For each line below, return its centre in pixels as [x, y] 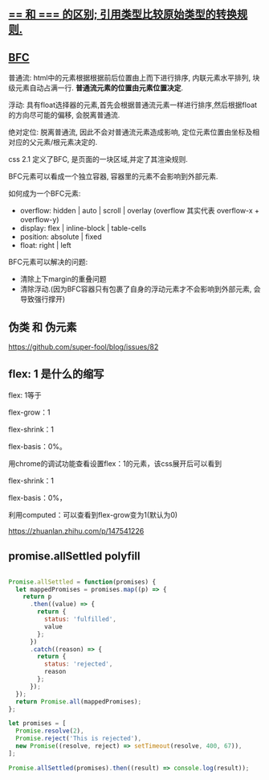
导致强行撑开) [43, 299]
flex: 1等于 [25, 395]
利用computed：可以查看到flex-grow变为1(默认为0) [93, 514]
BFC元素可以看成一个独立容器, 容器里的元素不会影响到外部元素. [113, 176]
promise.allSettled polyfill [74, 557]
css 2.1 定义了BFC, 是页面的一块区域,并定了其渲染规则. [98, 159]
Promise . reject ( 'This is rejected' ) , [79, 739]
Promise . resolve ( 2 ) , [50, 731]
